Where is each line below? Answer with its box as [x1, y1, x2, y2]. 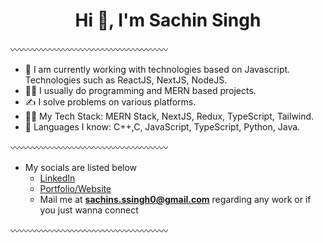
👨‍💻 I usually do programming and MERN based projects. [24, 84, 257, 96]
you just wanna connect [39, 204, 139, 216]
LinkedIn [39, 172, 76, 184]
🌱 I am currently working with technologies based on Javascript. [24, 63, 291, 75]
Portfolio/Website [39, 182, 112, 194]
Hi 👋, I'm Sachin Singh [74, 9, 262, 32]
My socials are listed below [24, 161, 138, 173]
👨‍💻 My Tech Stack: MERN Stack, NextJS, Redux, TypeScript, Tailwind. [24, 110, 315, 122]
